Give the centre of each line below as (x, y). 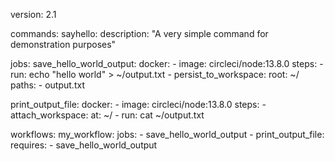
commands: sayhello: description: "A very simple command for (139, 33)
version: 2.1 (33, 14)
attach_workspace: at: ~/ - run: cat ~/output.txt (107, 115)
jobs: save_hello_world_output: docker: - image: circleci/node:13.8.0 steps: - (167, 63)
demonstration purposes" (63, 44)
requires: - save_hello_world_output (84, 145)
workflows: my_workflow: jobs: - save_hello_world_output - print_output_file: (167, 134)
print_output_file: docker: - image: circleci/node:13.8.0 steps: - (138, 104)
